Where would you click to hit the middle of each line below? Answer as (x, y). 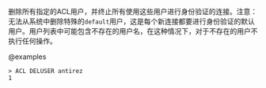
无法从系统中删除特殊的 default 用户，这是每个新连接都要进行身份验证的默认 (132, 21)
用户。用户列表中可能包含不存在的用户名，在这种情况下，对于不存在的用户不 (133, 31)
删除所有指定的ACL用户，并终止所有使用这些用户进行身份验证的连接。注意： (133, 11)
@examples (27, 57)
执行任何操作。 (32, 41)
